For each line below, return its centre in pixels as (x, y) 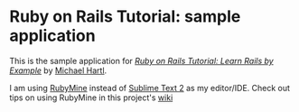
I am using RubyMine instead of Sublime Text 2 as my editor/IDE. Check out (150, 88)
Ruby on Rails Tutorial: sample (125, 17)
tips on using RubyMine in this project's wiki (91, 98)
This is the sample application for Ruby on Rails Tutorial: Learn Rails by (141, 61)
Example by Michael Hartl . (58, 70)
